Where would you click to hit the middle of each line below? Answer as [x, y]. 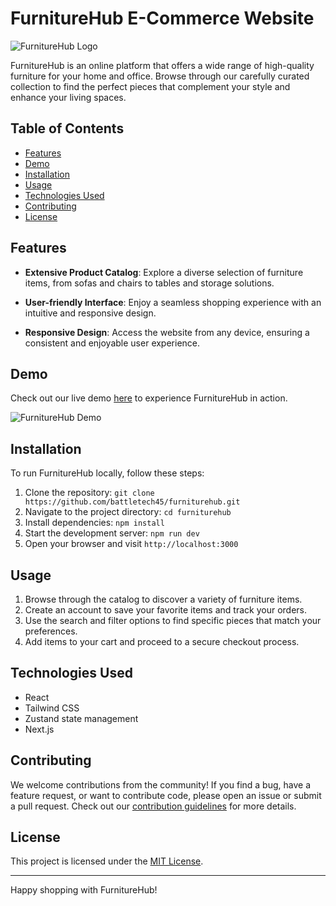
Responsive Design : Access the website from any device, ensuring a [167, 332]
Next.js [39, 729]
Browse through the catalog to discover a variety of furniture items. [163, 599]
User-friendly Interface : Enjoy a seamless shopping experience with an [173, 302]
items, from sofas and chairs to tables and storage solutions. [149, 283]
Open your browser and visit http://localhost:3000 [131, 544]
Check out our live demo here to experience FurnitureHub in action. [149, 398]
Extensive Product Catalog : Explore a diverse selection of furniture [164, 272]
